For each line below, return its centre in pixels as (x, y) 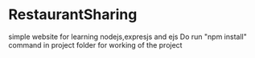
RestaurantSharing (73, 15)
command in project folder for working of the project (95, 44)
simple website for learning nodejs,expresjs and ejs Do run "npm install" (127, 37)
